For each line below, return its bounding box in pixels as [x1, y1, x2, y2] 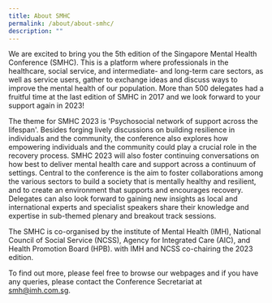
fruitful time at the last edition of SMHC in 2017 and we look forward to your [8, 92, 261, 102]
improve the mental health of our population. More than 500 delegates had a [8, 83, 264, 93]
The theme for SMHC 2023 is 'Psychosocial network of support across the [8, 117, 258, 126]
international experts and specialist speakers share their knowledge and [8, 203, 249, 212]
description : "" [8, 27, 63, 35]
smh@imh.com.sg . [8, 285, 71, 296]
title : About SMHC [8, 11, 71, 20]
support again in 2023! [8, 100, 85, 110]
